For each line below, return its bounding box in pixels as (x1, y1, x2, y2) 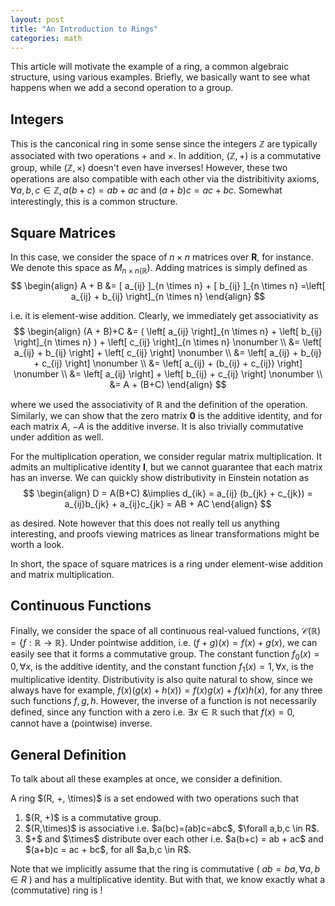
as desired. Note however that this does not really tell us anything (10, 517, 280, 529)
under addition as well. (10, 431, 104, 443)
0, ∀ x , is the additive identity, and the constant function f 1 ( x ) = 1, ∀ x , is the (10, 661, 314, 675)
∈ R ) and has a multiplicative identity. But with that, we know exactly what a (10, 874, 326, 886)
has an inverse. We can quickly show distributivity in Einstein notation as (10, 471, 310, 483)
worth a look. (10, 538, 65, 550)
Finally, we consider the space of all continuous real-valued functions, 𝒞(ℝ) (10, 624, 322, 636)
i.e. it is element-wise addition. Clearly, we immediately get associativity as (10, 309, 319, 321)
